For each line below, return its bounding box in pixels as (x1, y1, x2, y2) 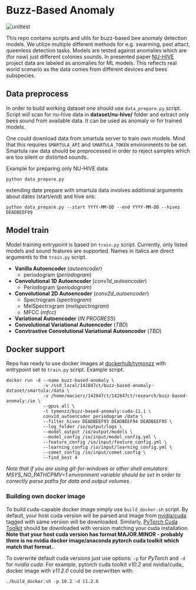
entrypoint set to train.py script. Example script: (6, 366, 125, 374)
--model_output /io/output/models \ (43, 429, 133, 435)
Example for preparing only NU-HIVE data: (6, 165, 109, 172)
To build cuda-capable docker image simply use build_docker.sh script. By (6, 505, 188, 512)
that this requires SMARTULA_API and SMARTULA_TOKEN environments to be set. (6, 141, 188, 148)
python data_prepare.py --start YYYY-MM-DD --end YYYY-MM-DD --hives (6, 204, 181, 210)
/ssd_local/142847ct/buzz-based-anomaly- (51, 383, 154, 389)
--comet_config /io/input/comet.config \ (43, 449, 146, 456)
